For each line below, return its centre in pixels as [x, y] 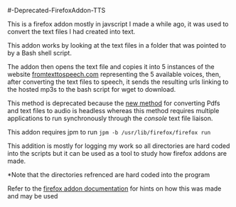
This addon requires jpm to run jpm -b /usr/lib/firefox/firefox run [109, 132]
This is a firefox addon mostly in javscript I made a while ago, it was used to [118, 24]
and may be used [33, 196]
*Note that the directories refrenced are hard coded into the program [109, 175]
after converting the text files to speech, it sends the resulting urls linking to [118, 82]
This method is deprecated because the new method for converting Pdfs [114, 103]
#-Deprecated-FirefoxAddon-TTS [57, 10]
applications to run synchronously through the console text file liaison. [110, 118]
